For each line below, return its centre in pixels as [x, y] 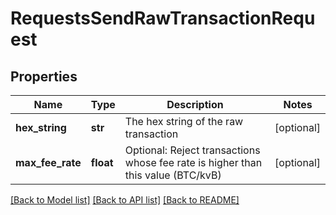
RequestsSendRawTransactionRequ [163, 18]
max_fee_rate [48, 162]
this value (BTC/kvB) [173, 175]
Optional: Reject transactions [192, 150]
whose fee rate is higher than [193, 162]
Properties [44, 76]
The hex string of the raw [184, 121]
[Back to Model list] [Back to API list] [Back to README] [125, 200]
